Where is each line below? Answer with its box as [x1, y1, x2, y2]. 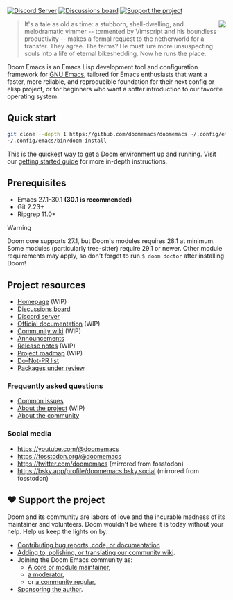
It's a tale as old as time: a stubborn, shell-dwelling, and [24, 20, 184, 28]
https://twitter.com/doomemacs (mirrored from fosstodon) [17, 459, 184, 468]
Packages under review [17, 364, 85, 372]
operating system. [7, 92, 59, 100]
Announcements [17, 335, 64, 343]
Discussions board [17, 305, 71, 313]
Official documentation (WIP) [17, 319, 101, 328]
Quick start [7, 112, 57, 124]
